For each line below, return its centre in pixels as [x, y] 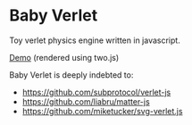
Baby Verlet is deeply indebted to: [71, 75]
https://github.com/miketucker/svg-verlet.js [102, 111]
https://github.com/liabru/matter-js [86, 101]
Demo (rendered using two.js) [64, 57]
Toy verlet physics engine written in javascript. [95, 40]
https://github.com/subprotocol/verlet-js [96, 92]
